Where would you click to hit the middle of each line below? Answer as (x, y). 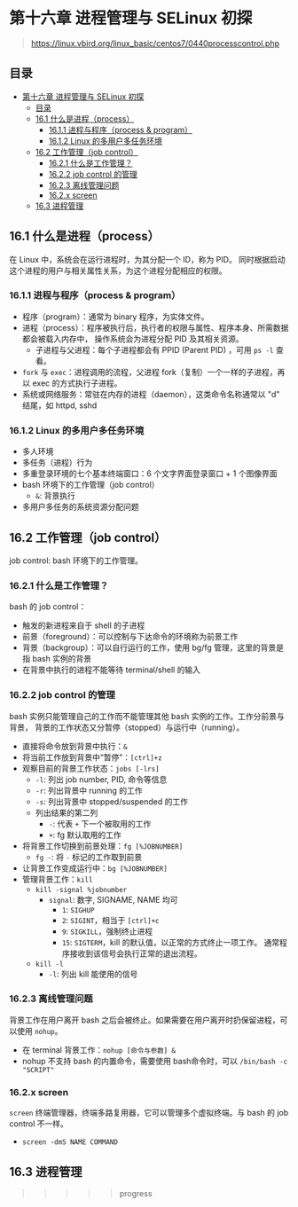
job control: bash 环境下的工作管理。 (76, 560)
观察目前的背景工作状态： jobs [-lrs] (90, 768)
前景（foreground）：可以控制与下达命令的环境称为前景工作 (130, 637)
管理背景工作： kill (57, 879)
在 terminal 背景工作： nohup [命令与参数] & (98, 1050)
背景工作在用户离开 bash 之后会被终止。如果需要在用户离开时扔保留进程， (145, 1020)
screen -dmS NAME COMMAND (70, 1142)
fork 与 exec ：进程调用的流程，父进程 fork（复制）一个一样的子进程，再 (153, 372)
